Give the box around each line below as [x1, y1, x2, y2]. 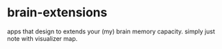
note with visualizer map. [7, 34, 78, 42]
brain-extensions [7, 5, 108, 20]
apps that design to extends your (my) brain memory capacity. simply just [7, 27, 215, 35]
